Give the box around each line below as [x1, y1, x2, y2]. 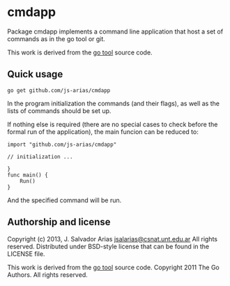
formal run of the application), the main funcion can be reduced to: [7, 127, 199, 136]
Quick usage [7, 68, 63, 80]
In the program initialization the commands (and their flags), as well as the [7, 99, 220, 107]
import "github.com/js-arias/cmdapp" [7, 141, 117, 148]
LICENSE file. [7, 249, 45, 258]
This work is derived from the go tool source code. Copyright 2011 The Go [7, 263, 220, 271]
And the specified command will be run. [7, 196, 122, 204]
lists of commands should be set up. [7, 106, 112, 115]
